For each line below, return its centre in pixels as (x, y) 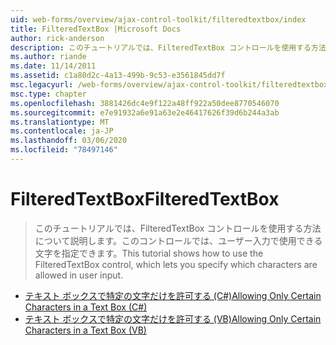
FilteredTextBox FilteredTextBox (145, 199)
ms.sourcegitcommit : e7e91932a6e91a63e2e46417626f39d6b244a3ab (145, 112)
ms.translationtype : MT (60, 122)
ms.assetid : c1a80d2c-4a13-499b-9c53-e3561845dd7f (118, 76)
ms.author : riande (48, 57)
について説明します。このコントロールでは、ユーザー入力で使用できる (178, 240)
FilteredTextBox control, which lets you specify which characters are (176, 264)
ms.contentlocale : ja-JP (62, 131)
